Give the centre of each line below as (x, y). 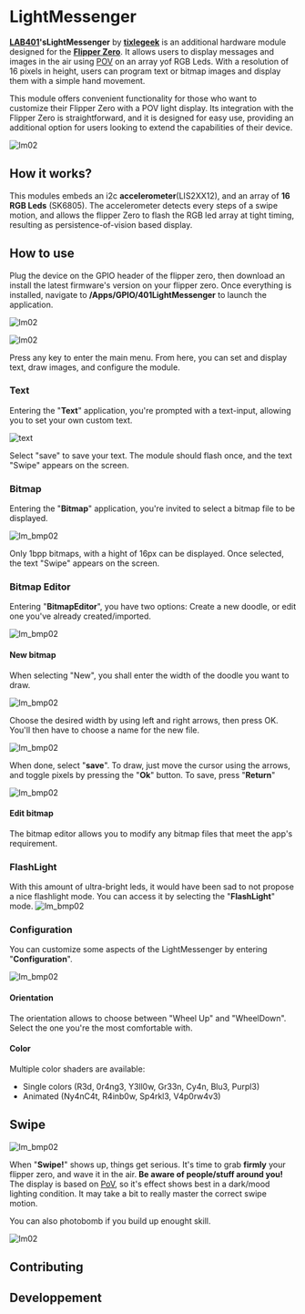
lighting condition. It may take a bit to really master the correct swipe (138, 1193)
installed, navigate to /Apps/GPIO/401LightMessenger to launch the (138, 294)
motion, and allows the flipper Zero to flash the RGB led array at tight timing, (152, 215)
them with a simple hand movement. (77, 80)
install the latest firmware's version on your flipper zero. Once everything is (151, 285)
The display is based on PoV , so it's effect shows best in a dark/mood (140, 1184)
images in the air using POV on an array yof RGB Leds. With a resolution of (149, 61)
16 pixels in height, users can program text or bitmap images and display (145, 71)
